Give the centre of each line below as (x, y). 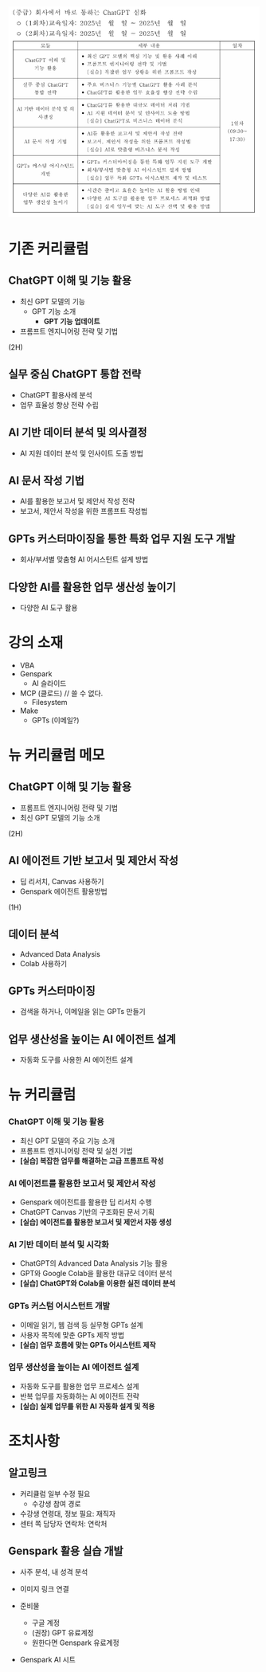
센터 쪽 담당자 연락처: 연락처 (63, 1523)
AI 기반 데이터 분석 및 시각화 (59, 1244)
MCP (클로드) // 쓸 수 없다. (61, 693)
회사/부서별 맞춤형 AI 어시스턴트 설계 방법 (84, 559)
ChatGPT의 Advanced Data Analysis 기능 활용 (94, 1263)
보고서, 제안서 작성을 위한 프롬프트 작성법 (84, 511)
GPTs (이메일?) (55, 720)
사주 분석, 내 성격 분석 (54, 1572)
